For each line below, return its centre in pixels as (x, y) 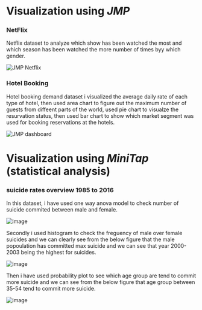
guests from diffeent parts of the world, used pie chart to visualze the (93, 109)
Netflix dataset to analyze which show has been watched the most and (94, 43)
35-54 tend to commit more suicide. (51, 289)
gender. (16, 56)
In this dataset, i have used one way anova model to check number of (93, 203)
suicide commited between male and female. (62, 210)
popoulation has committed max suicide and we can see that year (88, 246)
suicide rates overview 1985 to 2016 (60, 190)
